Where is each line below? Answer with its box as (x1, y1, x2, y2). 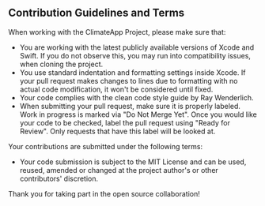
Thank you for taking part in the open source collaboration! (8, 189, 200, 198)
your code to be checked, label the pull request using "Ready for (19, 118, 231, 127)
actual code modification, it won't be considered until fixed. (19, 84, 214, 94)
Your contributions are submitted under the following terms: (8, 141, 203, 151)
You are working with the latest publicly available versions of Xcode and (19, 43, 255, 52)
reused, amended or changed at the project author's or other (19, 165, 219, 174)
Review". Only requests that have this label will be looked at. (19, 126, 216, 136)
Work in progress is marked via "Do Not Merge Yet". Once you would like (19, 110, 257, 119)
